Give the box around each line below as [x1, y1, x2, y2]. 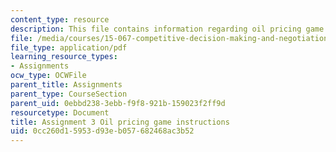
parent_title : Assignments [10, 80, 123, 90]
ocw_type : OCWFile [10, 71, 87, 81]
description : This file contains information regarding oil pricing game [10, 24, 325, 34]
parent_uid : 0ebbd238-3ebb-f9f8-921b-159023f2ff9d [10, 98, 226, 108]
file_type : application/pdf [10, 42, 128, 53]
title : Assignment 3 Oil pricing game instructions [10, 117, 230, 127]
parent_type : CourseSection [10, 89, 128, 99]
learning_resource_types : [10, 52, 118, 62]
